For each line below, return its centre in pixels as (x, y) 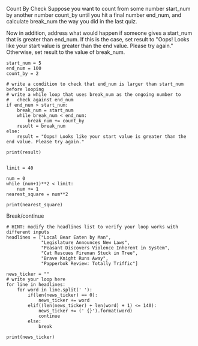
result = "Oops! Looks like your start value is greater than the (102, 137)
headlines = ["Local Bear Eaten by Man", (59, 237)
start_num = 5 (24, 63)
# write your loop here (36, 279)
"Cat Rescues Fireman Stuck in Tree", (89, 253)
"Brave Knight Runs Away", (75, 258)
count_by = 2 (22, 74)
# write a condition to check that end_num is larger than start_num (95, 84)
